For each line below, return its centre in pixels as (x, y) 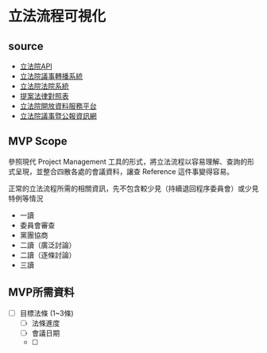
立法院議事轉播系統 (51, 76)
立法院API (36, 66)
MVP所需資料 (41, 292)
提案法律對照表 (44, 96)
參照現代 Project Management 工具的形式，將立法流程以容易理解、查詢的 (128, 161)
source (26, 46)
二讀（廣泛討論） (48, 245)
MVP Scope (38, 141)
